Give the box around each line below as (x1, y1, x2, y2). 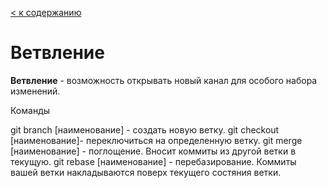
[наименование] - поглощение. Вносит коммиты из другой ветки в (10, 145, 297, 157)
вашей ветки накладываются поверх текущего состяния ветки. (10, 166, 282, 178)
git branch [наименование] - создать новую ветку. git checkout (10, 123, 280, 136)
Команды (10, 104, 51, 116)
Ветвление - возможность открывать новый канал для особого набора (10, 74, 318, 86)
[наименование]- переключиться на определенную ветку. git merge (10, 134, 303, 146)
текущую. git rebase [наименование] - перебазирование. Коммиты (10, 155, 297, 167)
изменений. (10, 85, 61, 97)
